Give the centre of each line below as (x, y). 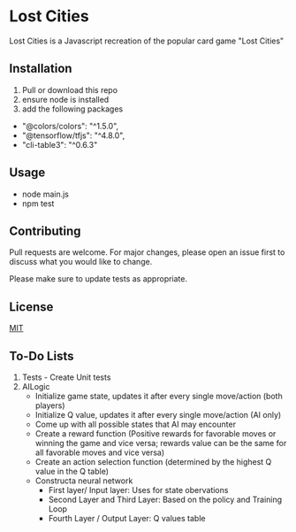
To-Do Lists (42, 356)
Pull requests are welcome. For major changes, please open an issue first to (147, 252)
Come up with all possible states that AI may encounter (136, 424)
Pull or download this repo (69, 89)
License (31, 307)
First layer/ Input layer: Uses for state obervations (138, 490)
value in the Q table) (72, 471)
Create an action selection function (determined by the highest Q (153, 462)
